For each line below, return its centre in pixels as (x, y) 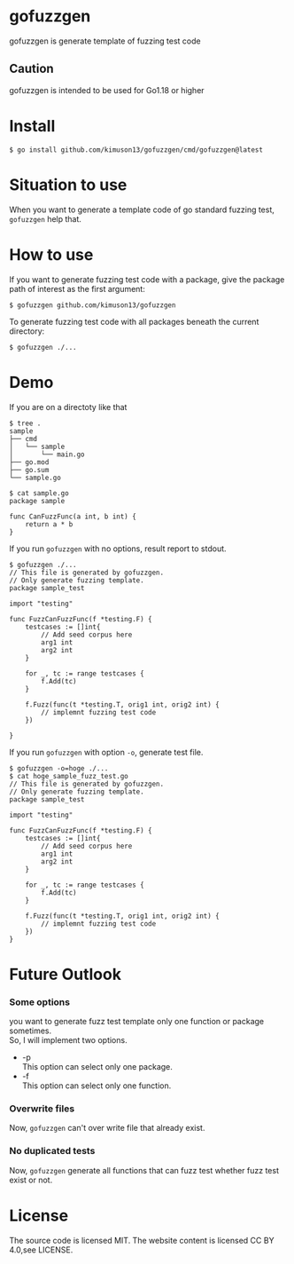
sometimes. (31, 1031)
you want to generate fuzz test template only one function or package (137, 1021)
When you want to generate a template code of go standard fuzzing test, (142, 209)
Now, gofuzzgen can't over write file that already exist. (107, 1128)
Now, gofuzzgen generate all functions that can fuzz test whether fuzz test (144, 1170)
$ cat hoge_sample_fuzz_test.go (69, 776)
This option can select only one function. (97, 1086)
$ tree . (25, 423)
